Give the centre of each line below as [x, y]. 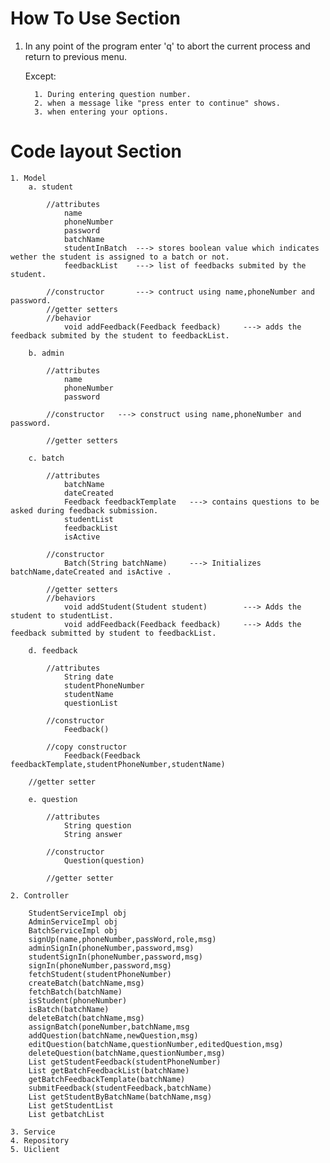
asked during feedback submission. [84, 510]
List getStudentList [71, 1105]
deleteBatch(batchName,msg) [86, 1018]
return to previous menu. [76, 56]
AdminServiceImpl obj [73, 922]
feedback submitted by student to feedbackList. [113, 633]
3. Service [33, 1132]
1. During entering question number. [113, 94]
